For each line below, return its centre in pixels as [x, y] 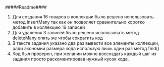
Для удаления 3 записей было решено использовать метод [76, 33]
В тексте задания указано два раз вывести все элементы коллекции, [86, 43]
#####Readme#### [26, 7]
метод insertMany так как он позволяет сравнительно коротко [79, 22]
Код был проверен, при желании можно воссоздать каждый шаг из [84, 54]
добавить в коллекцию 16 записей [49, 27]
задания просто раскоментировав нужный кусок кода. [71, 59]
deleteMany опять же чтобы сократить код [57, 38]
